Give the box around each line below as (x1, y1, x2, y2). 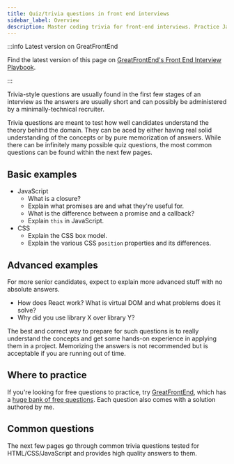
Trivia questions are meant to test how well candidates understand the (7, 119, 209, 127)
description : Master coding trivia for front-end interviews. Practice (7, 23, 219, 30)
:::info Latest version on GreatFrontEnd (7, 43, 118, 51)
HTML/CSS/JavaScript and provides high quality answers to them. (7, 449, 197, 457)
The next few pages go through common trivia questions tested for (7, 441, 200, 450)
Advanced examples (7, 259, 99, 271)
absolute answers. (7, 285, 61, 293)
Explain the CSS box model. (27, 232, 108, 240)
